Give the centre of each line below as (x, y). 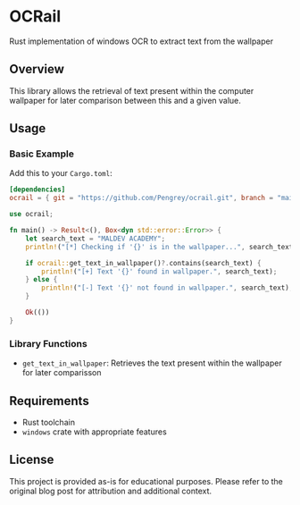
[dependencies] (37, 189)
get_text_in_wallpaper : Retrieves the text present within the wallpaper (152, 363)
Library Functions (48, 343)
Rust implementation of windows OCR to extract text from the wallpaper (142, 41)
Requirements (49, 401)
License (32, 460)
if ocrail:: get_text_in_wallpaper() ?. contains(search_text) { (143, 263)
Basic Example (42, 154)
